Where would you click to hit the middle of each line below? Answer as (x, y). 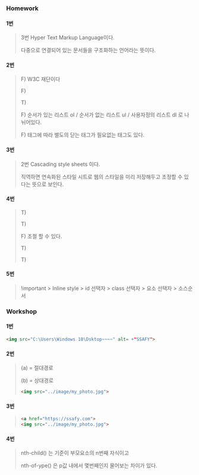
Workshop (22, 312)
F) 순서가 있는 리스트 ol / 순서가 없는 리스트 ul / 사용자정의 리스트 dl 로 (102, 115)
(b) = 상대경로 (37, 380)
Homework (22, 8)
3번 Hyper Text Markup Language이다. (67, 37)
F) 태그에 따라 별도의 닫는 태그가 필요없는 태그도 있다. (83, 135)
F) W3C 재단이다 (40, 79)
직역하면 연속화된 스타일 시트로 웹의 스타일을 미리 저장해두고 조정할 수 (102, 177)
